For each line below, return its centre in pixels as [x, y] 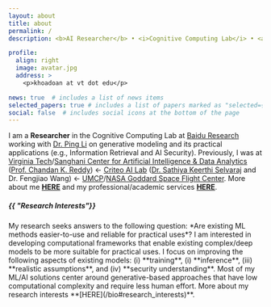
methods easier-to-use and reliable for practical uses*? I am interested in [130, 234]
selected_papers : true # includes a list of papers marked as [115, 105]
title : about [30, 23]
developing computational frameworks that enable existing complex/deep [131, 243]
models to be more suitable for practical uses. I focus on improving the [126, 252]
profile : [23, 53]
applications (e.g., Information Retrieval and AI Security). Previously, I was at [135, 153]
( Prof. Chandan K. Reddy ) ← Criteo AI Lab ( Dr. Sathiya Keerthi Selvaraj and [132, 170]
